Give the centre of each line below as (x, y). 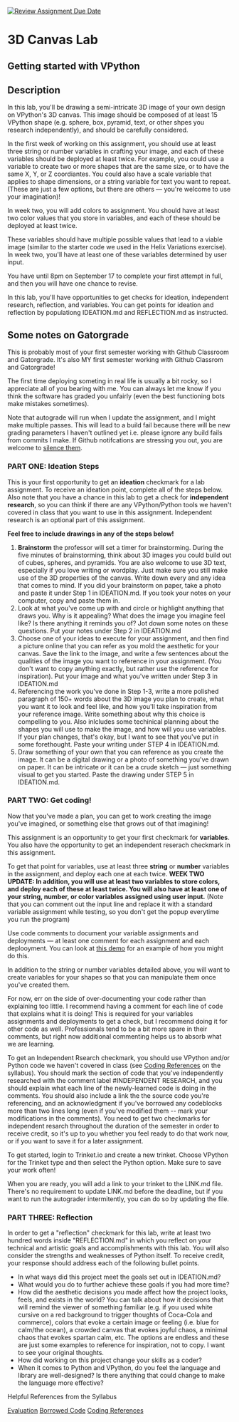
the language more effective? (61, 1383)
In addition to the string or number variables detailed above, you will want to (119, 970)
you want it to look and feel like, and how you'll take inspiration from (117, 706)
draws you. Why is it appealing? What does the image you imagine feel (121, 616)
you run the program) (39, 919)
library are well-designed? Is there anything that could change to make (121, 1376)
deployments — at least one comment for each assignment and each (108, 940)
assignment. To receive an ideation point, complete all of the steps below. (115, 489)
